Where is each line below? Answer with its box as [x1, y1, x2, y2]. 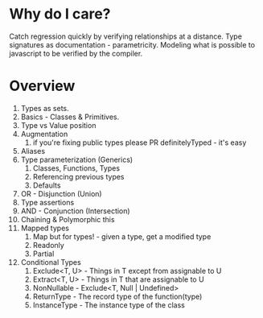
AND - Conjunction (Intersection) [20, 206, 131, 216]
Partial [32, 249, 55, 258]
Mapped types [20, 223, 69, 233]
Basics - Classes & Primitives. [20, 112, 120, 122]
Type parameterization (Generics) [20, 155, 134, 164]
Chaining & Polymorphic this [20, 214, 115, 224]
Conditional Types [20, 257, 81, 266]
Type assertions [20, 197, 75, 207]
